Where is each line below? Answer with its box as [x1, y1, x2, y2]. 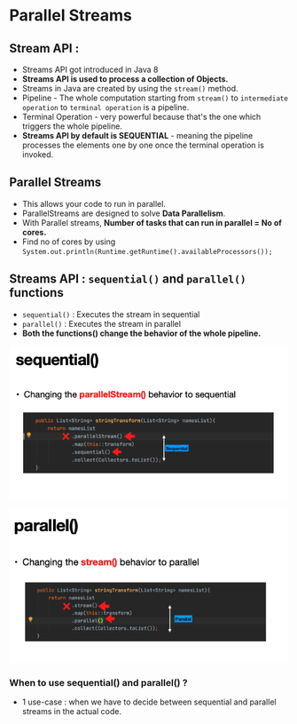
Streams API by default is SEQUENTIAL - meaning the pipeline [21, 131, 254, 140]
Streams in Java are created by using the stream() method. [21, 84, 238, 93]
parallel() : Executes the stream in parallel [21, 318, 182, 329]
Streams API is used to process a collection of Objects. [21, 74, 229, 84]
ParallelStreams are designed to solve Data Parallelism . [21, 208, 226, 219]
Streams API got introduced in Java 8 [21, 64, 159, 75]
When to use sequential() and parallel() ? [9, 676, 188, 688]
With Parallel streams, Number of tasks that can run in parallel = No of [21, 217, 282, 227]
